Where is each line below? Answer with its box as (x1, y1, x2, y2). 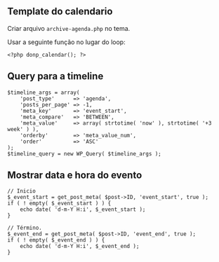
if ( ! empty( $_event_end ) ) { (7, 237, 105, 244)
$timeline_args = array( (7, 89, 80, 96)
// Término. (7, 224, 42, 232)
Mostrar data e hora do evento (7, 170, 142, 181)
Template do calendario (7, 6, 113, 18)
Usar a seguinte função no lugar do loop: (7, 38, 126, 46)
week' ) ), (7, 125, 39, 132)
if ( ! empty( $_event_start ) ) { (7, 200, 112, 207)
